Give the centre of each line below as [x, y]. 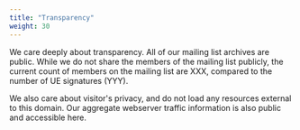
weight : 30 [30, 26]
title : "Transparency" [52, 18]
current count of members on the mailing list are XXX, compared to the [141, 71]
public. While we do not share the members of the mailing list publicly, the [146, 61]
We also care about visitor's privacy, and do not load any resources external [150, 98]
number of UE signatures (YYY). [69, 80]
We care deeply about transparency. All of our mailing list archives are [140, 51]
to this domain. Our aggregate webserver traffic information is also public [145, 107]
